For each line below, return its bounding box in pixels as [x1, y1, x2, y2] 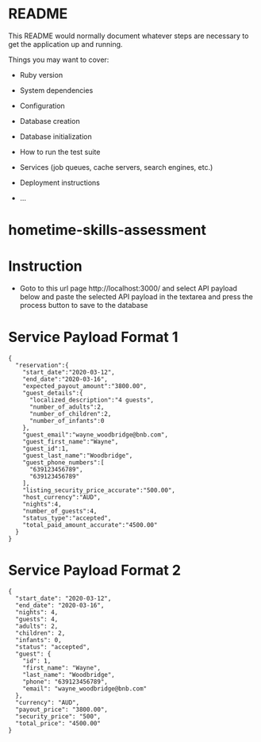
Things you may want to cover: [8, 55, 109, 64]
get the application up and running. [8, 39, 123, 48]
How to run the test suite [19, 147, 101, 156]
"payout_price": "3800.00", [15, 705, 109, 713]
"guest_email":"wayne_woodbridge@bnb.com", [22, 431, 169, 439]
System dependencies [19, 85, 94, 95]
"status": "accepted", [15, 643, 90, 651]
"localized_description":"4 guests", [29, 396, 155, 404]
